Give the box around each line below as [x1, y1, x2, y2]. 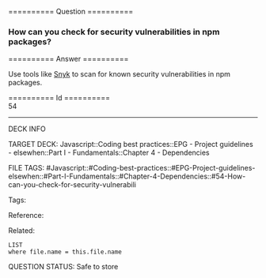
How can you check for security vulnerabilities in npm [8, 26, 220, 37]
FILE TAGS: [8, 163, 45, 173]
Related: [8, 226, 36, 235]
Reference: [8, 211, 44, 220]
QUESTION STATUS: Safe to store [8, 262, 119, 272]
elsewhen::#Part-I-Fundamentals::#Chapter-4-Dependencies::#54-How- [8, 171, 246, 181]
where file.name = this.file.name [8, 248, 123, 256]
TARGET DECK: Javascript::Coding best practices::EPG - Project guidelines [8, 140, 253, 149]
